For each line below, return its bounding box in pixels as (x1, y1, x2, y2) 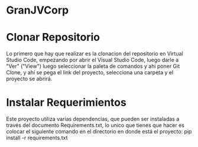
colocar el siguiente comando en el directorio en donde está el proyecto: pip (6, 128, 192, 135)
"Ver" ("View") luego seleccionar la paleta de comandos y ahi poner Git (6, 63, 180, 70)
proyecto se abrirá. (6, 75, 53, 83)
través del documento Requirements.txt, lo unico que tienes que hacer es (6, 122, 185, 129)
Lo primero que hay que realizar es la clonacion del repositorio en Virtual (6, 50, 183, 57)
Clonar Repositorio (6, 31, 100, 44)
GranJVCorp (6, 4, 69, 17)
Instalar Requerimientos (6, 96, 127, 109)
